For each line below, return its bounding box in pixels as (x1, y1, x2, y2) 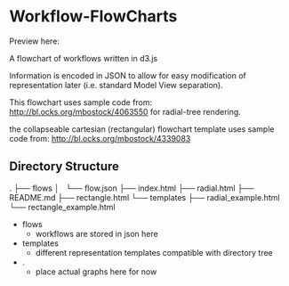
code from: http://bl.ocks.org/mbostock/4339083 (9, 133, 191, 143)
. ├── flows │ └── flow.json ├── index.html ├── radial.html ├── (9, 183, 255, 193)
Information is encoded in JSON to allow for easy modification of (9, 69, 246, 81)
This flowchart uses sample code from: (9, 96, 153, 108)
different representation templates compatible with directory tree (35, 247, 273, 257)
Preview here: (9, 36, 60, 46)
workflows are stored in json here (35, 228, 158, 239)
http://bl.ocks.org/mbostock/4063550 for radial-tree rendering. (9, 106, 242, 117)
